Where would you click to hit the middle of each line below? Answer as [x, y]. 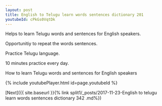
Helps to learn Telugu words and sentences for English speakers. [73, 34]
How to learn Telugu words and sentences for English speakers [71, 73]
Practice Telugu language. [32, 53]
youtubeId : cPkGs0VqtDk [30, 19]
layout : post [19, 10]
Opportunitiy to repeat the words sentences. [51, 44]
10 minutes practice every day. [37, 63]
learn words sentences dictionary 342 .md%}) [53, 98]
